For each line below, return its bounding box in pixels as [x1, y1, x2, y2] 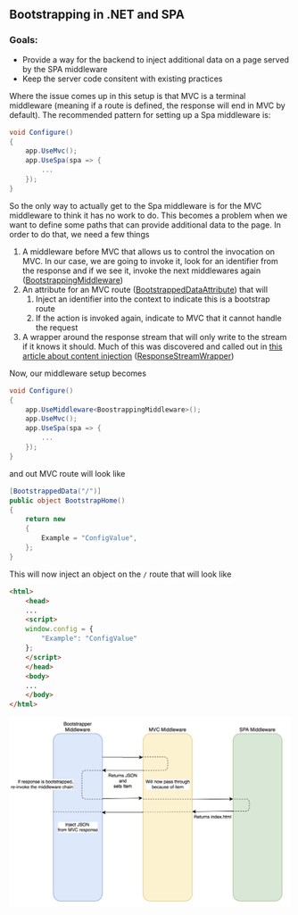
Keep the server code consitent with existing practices [21, 73, 223, 84]
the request [35, 321, 79, 333]
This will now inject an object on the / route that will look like [9, 569, 232, 579]
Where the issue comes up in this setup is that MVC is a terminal [9, 90, 246, 101]
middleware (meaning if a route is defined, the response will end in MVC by [9, 100, 286, 111]
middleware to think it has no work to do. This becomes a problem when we [9, 210, 288, 220]
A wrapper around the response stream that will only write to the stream [21, 331, 287, 342]
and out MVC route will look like [9, 468, 126, 478]
